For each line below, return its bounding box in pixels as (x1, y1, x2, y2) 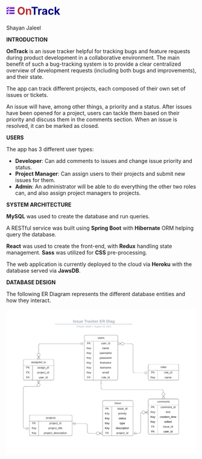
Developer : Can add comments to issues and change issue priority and (14, 157, 192, 164)
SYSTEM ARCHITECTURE (6, 201, 72, 208)
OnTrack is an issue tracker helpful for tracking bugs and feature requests (6, 47, 191, 55)
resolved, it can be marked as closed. (6, 122, 99, 129)
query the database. (6, 230, 57, 238)
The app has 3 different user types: (6, 145, 94, 153)
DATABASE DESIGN (6, 279, 56, 286)
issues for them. (14, 176, 55, 183)
